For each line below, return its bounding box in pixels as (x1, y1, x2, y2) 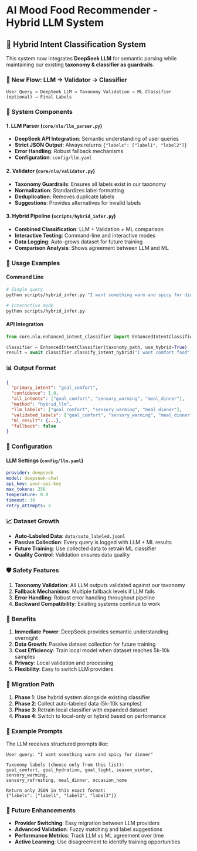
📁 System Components (6, 108, 73, 116)
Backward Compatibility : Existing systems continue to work (14, 601, 161, 608)
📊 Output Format (6, 364, 56, 372)
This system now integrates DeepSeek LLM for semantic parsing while (6, 55, 177, 62)
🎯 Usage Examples (6, 259, 60, 267)
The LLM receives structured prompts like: (6, 740, 108, 748)
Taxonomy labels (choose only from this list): (6, 762, 125, 768)
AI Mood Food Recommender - (6, 4, 158, 17)
